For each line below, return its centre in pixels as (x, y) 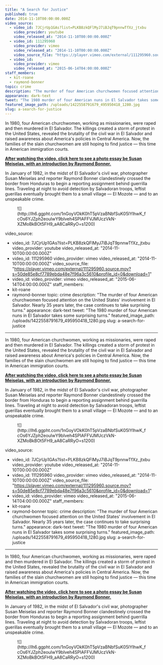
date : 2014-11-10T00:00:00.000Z (38, 19)
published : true (21, 14)
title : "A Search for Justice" (37, 10)
